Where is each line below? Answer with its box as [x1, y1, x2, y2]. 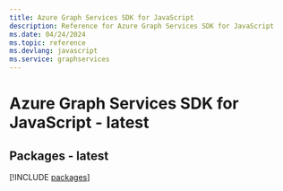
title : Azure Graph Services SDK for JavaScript [9, 13, 194, 22]
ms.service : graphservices [9, 55, 110, 64]
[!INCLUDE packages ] [9, 172, 90, 182]
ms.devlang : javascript [9, 47, 99, 56]
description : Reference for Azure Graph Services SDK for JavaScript [9, 22, 275, 30]
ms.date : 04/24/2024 [9, 30, 87, 39]
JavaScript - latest [9, 113, 150, 133]
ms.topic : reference [9, 38, 87, 48]
